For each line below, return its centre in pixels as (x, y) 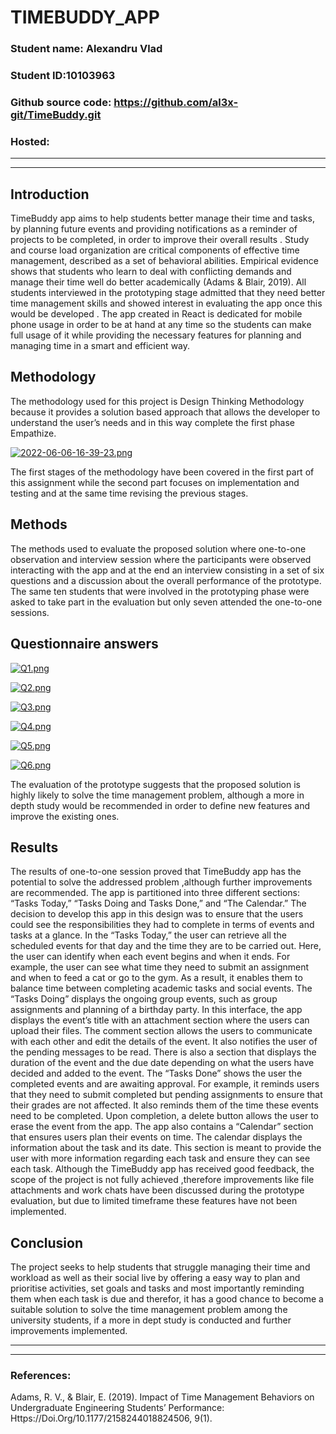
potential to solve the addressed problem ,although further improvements (161, 882)
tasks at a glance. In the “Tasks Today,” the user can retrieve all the (148, 935)
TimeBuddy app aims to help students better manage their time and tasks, (162, 218)
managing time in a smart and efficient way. (100, 346)
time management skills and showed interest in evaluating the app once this (166, 303)
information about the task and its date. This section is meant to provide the (166, 1148)
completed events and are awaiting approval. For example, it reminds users (165, 1084)
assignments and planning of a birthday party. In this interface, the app (156, 1010)
